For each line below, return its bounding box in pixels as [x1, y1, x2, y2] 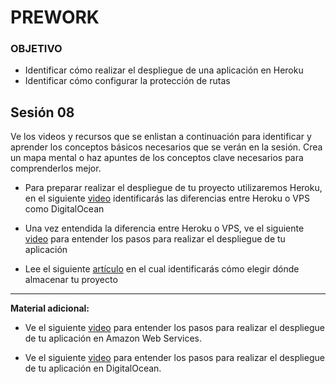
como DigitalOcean [24, 203, 105, 215]
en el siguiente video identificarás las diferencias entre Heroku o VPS [24, 192, 310, 205]
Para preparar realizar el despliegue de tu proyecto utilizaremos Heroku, [24, 182, 323, 194]
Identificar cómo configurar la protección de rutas [24, 75, 231, 87]
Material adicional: [10, 302, 90, 315]
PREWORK [10, 6, 100, 29]
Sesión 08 [10, 104, 75, 121]
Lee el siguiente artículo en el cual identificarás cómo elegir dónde [24, 263, 300, 275]
